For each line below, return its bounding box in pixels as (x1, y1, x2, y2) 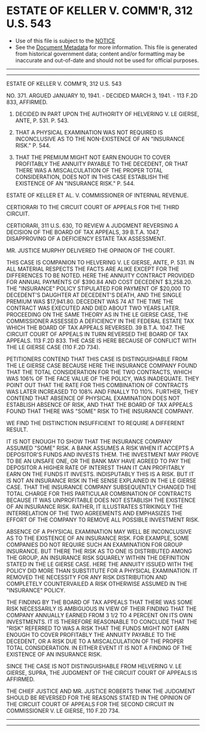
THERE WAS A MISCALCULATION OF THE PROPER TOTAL (15, 166, 163, 174)
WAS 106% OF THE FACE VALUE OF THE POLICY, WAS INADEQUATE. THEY (6, 375, 199, 382)
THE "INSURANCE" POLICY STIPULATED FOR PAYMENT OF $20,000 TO (6, 285, 191, 292)
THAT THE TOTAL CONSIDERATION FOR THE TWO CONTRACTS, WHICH (6, 368, 192, 376)
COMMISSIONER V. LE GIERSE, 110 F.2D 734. (6, 707, 120, 714)
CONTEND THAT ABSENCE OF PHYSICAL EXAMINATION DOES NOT (6, 394, 180, 402)
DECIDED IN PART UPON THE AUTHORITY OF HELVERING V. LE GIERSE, (15, 110, 199, 117)
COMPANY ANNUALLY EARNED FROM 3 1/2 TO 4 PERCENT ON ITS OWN (6, 611, 193, 618)
